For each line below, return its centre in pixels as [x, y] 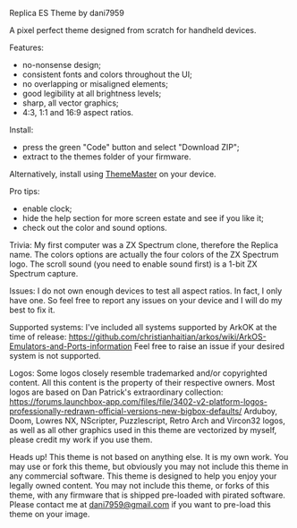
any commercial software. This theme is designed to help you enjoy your [143, 476]
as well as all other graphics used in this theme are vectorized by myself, [143, 430]
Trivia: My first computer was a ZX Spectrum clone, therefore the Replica [144, 245]
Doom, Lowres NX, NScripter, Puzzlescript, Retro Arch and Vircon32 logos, [148, 421]
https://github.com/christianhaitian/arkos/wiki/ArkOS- [167, 336]
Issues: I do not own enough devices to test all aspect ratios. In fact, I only [146, 291]
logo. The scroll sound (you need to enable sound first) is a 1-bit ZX [133, 264]
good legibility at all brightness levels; [92, 94]
